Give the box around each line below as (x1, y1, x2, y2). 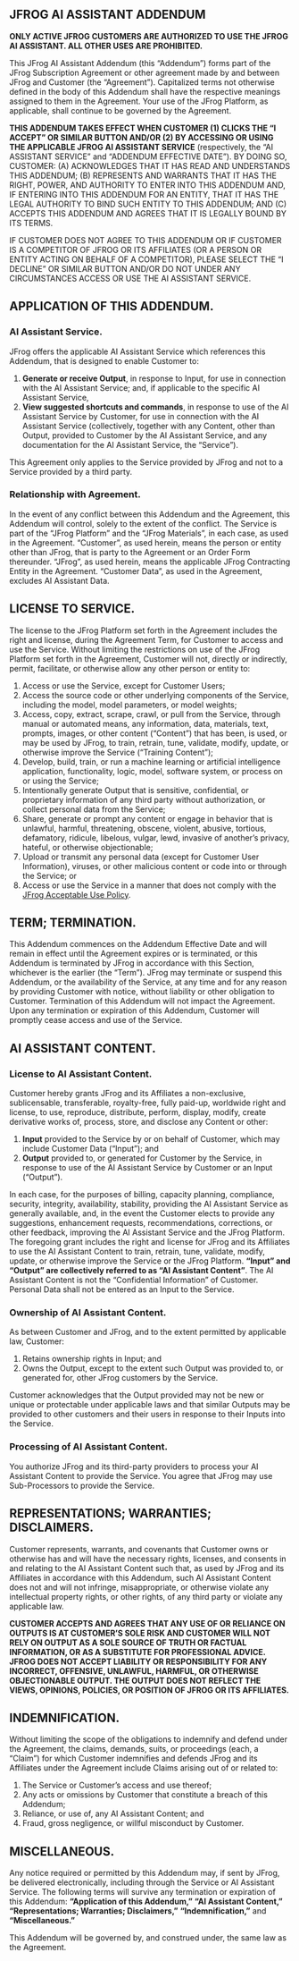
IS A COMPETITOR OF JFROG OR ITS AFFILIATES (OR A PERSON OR (9, 244, 262, 255)
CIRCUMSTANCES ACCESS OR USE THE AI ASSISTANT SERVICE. (9, 273, 252, 283)
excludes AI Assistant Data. (9, 575, 110, 586)
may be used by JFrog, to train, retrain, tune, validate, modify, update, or (21, 737, 289, 748)
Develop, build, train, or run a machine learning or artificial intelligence (21, 756, 281, 767)
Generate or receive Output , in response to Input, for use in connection (21, 373, 287, 384)
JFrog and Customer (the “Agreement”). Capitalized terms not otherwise (9, 76, 275, 88)
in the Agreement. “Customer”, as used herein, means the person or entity (9, 537, 282, 548)
